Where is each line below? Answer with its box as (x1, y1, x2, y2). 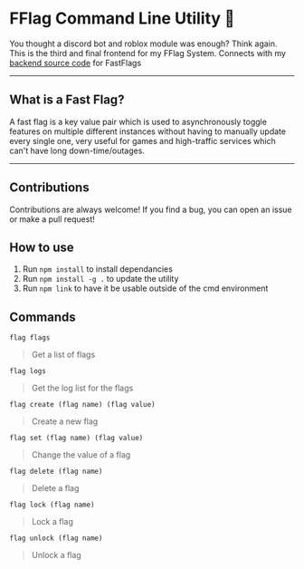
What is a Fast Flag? (9, 92, 125, 108)
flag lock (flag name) (9, 500, 95, 510)
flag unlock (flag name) (9, 534, 103, 543)
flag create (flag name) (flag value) (9, 400, 156, 410)
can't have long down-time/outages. (9, 145, 145, 156)
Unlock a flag (31, 550, 81, 561)
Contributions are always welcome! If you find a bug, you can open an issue (9, 204, 292, 215)
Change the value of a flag (31, 449, 131, 460)
